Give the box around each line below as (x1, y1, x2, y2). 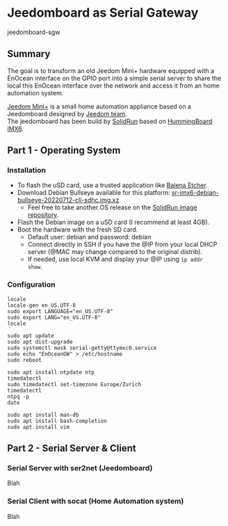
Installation (7, 166, 47, 175)
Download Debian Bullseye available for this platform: (17, 189, 170, 197)
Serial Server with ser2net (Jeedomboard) (7, 463, 153, 473)
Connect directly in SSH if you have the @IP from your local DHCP (27, 240, 218, 248)
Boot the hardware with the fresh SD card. (17, 225, 138, 234)
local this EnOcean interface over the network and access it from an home (7, 81, 220, 90)
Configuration (7, 280, 56, 289)
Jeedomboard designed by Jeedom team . (7, 109, 127, 118)
